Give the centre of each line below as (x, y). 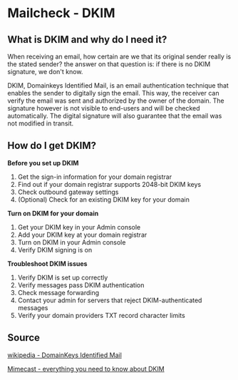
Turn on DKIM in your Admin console (72, 242)
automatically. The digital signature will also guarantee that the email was (115, 116)
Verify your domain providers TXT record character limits (101, 315)
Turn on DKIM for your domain (53, 213)
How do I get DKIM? (52, 146)
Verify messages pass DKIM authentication (81, 285)
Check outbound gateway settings (68, 192)
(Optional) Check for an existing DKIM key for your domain (104, 199)
